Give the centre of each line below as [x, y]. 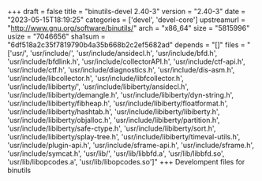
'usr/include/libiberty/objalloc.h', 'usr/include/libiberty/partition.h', [114, 120]
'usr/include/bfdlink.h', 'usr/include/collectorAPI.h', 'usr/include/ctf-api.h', [126, 61]
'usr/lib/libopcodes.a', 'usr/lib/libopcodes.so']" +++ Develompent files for [126, 162]
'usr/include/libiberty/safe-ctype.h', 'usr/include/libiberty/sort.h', [112, 128]
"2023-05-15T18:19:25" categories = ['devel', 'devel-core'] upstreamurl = [127, 20]
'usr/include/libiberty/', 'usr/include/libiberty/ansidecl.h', [98, 87]
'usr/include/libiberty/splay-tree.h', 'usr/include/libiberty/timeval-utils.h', [124, 137]
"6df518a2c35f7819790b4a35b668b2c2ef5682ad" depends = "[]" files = [126, 45]
